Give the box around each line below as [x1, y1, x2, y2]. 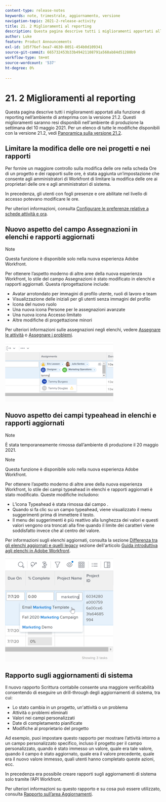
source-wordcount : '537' [5, 60, 56, 65]
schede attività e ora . [5, 211, 48, 216]
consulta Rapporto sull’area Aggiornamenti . [5, 791, 93, 797]
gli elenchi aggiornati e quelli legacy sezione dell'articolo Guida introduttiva [5, 542, 158, 548]
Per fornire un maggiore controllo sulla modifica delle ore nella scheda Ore [5, 165, 157, 171]
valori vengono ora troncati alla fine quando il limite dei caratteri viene [12, 522, 155, 528]
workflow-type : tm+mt [5, 55, 50, 60]
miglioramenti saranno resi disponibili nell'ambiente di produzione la [5, 119, 144, 126]
